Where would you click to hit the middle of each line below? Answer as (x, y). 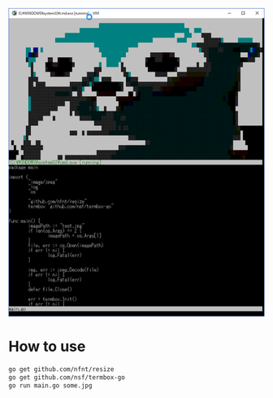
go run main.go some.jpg (50, 385)
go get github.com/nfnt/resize (61, 369)
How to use (47, 346)
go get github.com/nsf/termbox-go (67, 377)
